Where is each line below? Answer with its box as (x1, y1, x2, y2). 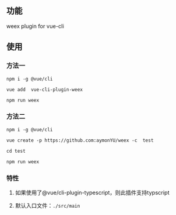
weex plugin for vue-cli (6, 22, 65, 29)
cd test (6, 148, 26, 154)
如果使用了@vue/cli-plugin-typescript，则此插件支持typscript (15, 189, 170, 197)
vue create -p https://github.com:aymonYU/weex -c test (6, 137, 154, 144)
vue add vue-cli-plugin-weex (6, 86, 83, 93)
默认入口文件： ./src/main (15, 202, 80, 210)
